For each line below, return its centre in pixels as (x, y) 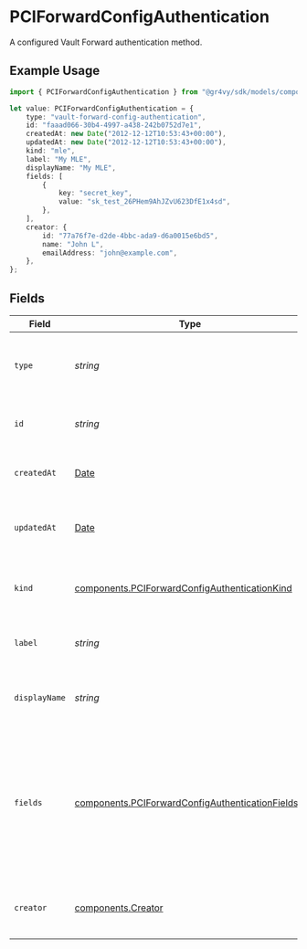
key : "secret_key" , (95, 194)
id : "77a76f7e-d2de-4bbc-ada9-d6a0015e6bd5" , (131, 236)
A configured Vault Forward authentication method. (106, 42)
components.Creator (119, 908)
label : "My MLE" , (59, 159)
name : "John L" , (73, 244)
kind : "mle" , (51, 151)
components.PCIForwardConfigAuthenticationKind (183, 588)
